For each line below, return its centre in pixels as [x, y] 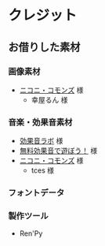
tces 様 [43, 170]
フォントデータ [36, 193]
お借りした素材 [44, 47]
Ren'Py [31, 233]
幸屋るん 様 [49, 99]
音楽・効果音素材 [40, 122]
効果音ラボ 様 [41, 141]
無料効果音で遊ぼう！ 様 [58, 151]
